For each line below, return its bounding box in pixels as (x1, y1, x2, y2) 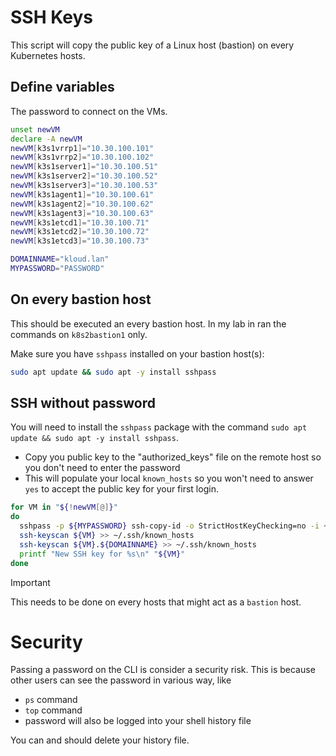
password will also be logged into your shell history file (24, 715, 252, 727)
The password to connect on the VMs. (10, 105, 168, 117)
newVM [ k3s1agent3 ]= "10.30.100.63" (10, 208, 155, 218)
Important (10, 576, 51, 588)
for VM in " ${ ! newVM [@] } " (10, 502, 118, 513)
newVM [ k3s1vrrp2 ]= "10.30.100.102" (10, 152, 155, 163)
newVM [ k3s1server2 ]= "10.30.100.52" (10, 171, 159, 181)
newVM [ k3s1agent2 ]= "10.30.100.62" (10, 199, 155, 209)
